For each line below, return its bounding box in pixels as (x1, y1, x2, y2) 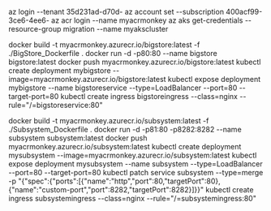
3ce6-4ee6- (8, 15, 50, 25)
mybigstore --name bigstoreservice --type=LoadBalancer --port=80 (8, 83, 238, 93)
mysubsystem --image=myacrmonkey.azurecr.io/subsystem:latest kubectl (8, 150, 257, 160)
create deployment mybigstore (8, 66, 111, 75)
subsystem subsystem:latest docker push (8, 133, 148, 143)
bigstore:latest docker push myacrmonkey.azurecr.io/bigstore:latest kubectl (8, 57, 261, 67)
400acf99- (226, 7, 263, 16)
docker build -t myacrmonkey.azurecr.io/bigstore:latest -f (8, 40, 200, 50)
